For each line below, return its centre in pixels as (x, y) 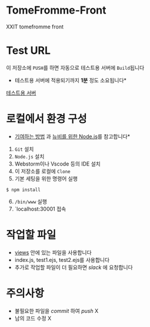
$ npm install (24, 190)
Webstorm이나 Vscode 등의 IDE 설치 (58, 164)
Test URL (29, 51)
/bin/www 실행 (31, 201)
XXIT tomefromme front (35, 27)
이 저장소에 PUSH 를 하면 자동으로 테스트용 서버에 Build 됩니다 (75, 67)
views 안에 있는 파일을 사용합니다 (53, 252)
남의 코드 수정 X (33, 318)
